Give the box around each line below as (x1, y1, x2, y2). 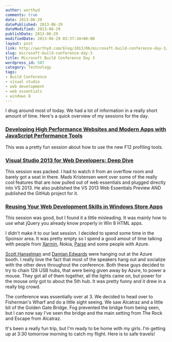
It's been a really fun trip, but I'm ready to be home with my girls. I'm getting (5, 326, 166, 332)
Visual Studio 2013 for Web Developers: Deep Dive (5, 157, 134, 164)
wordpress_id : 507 (5, 60, 45, 65)
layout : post (5, 41, 33, 46)
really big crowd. (5, 283, 41, 290)
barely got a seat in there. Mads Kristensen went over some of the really (5, 174, 158, 180)
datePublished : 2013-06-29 (5, 22, 63, 27)
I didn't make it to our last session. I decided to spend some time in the (5, 230, 155, 236)
